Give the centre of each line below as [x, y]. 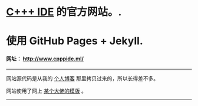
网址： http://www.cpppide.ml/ [45, 59]
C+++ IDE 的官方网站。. [64, 12]
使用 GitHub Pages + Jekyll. [75, 41]
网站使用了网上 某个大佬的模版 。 [46, 91]
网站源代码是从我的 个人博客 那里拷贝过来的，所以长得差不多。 [82, 78]
